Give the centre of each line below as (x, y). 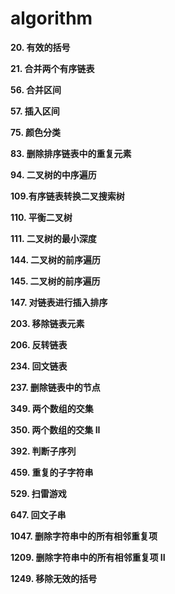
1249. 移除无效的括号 (54, 578)
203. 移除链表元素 (47, 323)
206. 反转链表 (39, 344)
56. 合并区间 (36, 89)
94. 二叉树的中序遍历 (53, 174)
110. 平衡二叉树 (41, 217)
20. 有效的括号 (40, 47)
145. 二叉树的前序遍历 (55, 281)
